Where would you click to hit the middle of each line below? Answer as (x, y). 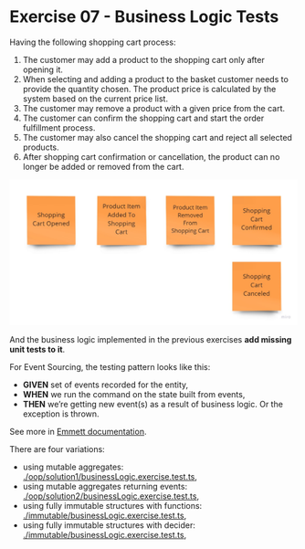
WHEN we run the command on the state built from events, (134, 395)
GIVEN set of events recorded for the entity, (105, 385)
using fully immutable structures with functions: (112, 506)
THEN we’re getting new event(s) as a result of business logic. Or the (152, 405)
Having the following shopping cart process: (93, 42)
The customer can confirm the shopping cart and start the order (143, 118)
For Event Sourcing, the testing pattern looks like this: (110, 367)
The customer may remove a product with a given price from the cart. (154, 108)
